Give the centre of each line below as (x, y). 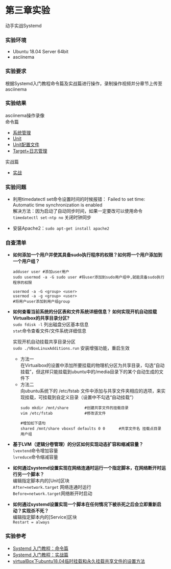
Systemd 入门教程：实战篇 (41, 555)
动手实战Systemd (23, 26)
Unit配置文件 (26, 144)
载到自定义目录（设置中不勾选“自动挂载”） (92, 397)
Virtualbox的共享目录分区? (41, 318)
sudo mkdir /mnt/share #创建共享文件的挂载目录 (74, 408)
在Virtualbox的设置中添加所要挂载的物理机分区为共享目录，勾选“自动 (92, 366)
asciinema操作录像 (25, 115)
